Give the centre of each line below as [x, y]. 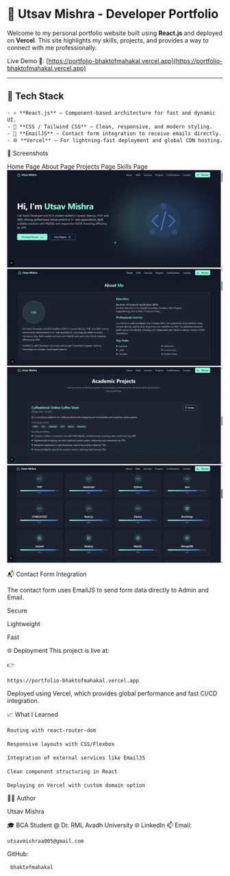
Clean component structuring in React [62, 772]
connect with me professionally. [52, 47]
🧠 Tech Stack [36, 96]
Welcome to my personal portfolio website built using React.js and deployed [115, 33]
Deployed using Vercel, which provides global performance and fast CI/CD [112, 693]
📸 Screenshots [28, 153]
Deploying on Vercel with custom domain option [76, 785]
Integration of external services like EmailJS [76, 758]
